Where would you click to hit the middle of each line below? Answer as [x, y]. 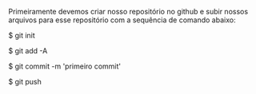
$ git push [25, 82]
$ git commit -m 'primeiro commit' [65, 66]
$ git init [22, 35]
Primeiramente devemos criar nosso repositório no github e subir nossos [128, 12]
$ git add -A [28, 51]
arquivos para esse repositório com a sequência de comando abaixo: [122, 20]
